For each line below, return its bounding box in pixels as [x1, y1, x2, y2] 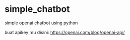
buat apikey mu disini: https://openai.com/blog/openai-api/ [4, 29, 125, 35]
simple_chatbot [4, 3, 70, 15]
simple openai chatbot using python [4, 20, 78, 26]
